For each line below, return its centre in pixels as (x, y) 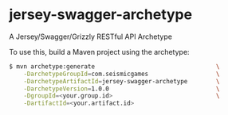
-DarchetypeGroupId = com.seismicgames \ (122, 74)
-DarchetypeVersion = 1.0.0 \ (122, 89)
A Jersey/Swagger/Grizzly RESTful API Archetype (90, 36)
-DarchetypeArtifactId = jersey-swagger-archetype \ (122, 81)
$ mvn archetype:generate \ (114, 66)
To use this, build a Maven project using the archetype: (99, 52)
